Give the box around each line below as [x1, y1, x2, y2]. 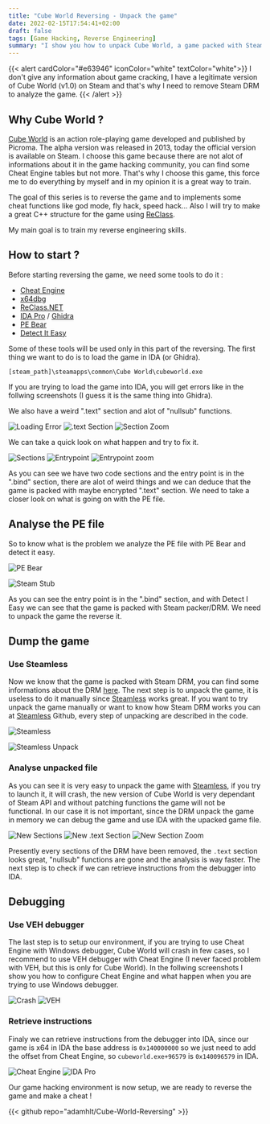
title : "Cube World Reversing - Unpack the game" [8, 11, 178, 20]
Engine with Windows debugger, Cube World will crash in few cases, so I [8, 946, 250, 956]
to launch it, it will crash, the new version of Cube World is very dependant [8, 789, 256, 799]
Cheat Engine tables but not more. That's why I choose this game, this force [8, 168, 260, 178]
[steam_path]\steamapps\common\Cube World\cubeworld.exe [8, 368, 203, 376]
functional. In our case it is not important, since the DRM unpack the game [8, 806, 255, 816]
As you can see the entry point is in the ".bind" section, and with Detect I [8, 594, 248, 603]
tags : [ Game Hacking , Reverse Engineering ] [8, 34, 157, 43]
